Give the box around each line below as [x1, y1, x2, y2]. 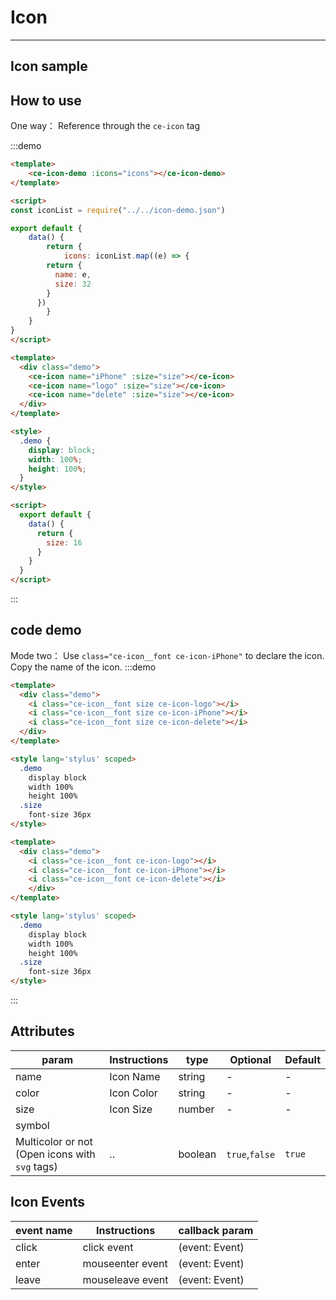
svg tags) [15, 1159, 58, 1173]
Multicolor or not [15, 1134, 93, 1148]
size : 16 [46, 537, 83, 548]
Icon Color [109, 1086, 158, 1100]
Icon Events [10, 1194, 86, 1211]
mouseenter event [82, 1256, 168, 1270]
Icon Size [109, 1102, 153, 1116]
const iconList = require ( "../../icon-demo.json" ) [10, 205, 226, 215]
